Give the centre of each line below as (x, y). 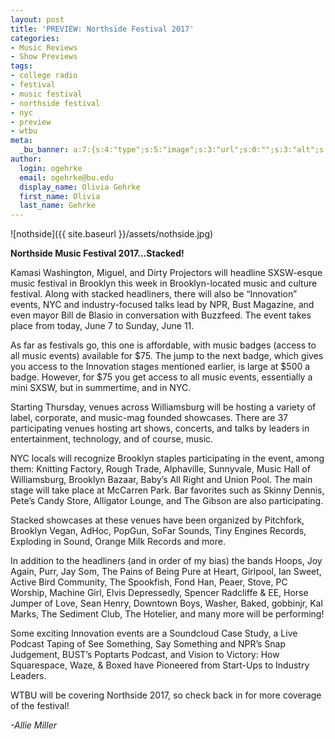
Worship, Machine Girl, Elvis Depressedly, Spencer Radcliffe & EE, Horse (159, 593)
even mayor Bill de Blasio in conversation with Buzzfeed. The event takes (161, 315)
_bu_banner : (44, 150)
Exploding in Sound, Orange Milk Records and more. (118, 542)
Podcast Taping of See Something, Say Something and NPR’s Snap (148, 644)
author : (26, 159)
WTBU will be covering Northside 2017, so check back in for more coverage (166, 695)
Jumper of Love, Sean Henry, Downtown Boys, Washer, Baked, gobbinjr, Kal (166, 603)
